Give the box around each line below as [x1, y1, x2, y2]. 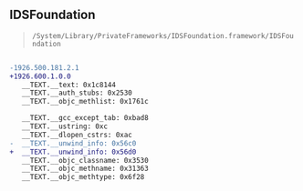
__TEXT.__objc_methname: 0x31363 [21, 164, 149, 174]
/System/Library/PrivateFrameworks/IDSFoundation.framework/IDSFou [31, 31, 294, 40]
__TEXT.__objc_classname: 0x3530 [21, 156, 149, 165]
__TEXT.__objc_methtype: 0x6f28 [21, 173, 145, 182]
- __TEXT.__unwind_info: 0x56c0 [9, 138, 137, 148]
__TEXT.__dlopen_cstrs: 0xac [21, 130, 132, 139]
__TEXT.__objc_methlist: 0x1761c [21, 97, 149, 106]
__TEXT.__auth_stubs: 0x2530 [21, 88, 132, 98]
